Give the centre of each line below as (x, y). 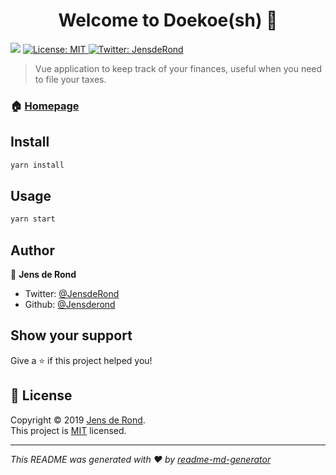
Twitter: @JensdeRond (72, 294)
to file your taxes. (70, 79)
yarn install (37, 165)
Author (32, 250)
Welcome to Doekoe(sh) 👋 (168, 20)
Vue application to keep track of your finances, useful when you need (178, 68)
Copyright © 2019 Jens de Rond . (78, 420)
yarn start (33, 219)
